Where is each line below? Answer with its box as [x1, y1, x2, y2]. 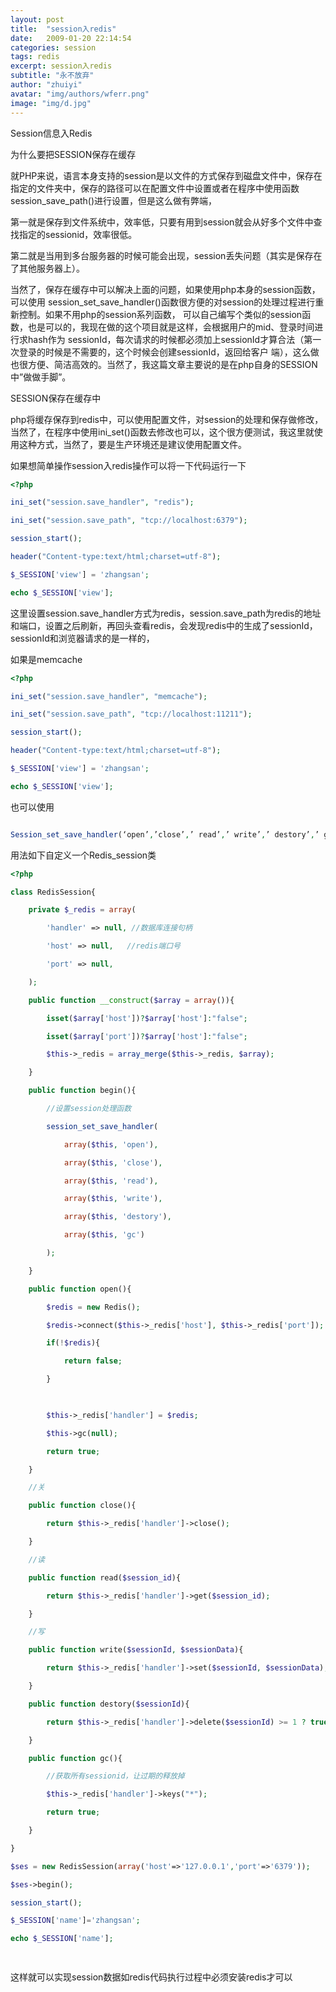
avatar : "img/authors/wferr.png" [10, 89, 150, 99]
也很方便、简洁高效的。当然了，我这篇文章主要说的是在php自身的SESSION [10, 358, 318, 370]
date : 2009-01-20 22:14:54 [10, 33, 132, 43]
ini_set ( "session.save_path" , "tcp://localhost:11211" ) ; [10, 709, 253, 720]
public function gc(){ [28, 1753, 123, 1763]
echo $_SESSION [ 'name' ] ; [10, 1934, 114, 1944]
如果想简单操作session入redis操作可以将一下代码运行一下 [10, 459, 247, 471]
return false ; [63, 1356, 123, 1366]
